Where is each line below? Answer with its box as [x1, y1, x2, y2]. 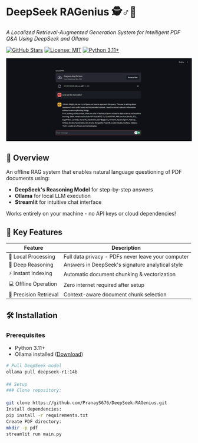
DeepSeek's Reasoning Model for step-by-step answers [14, 186, 153, 193]
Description [111, 244, 141, 252]
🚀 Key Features [6, 227, 63, 237]
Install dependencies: [6, 406, 62, 412]
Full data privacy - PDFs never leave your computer [63, 253, 189, 260]
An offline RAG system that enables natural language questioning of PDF [6, 168, 182, 176]
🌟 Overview [6, 153, 49, 163]
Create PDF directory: [6, 418, 62, 425]
